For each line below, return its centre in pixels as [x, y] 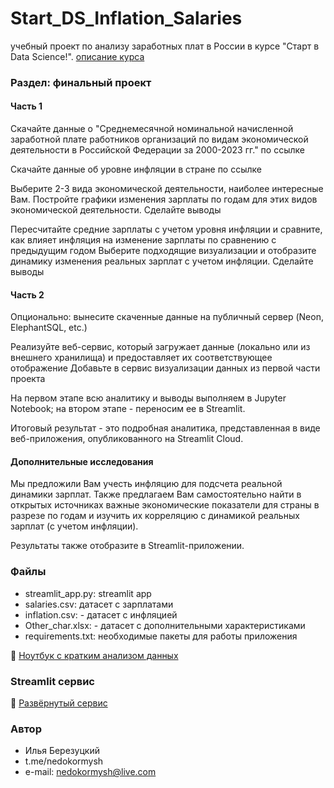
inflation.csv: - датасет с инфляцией [101, 614]
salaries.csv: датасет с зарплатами [99, 604]
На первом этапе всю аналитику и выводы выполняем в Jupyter [148, 398]
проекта [28, 379]
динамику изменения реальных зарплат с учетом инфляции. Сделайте [162, 261]
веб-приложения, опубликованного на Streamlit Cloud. [127, 439]
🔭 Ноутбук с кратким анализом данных [94, 655]
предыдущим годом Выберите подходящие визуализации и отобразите [163, 251]
